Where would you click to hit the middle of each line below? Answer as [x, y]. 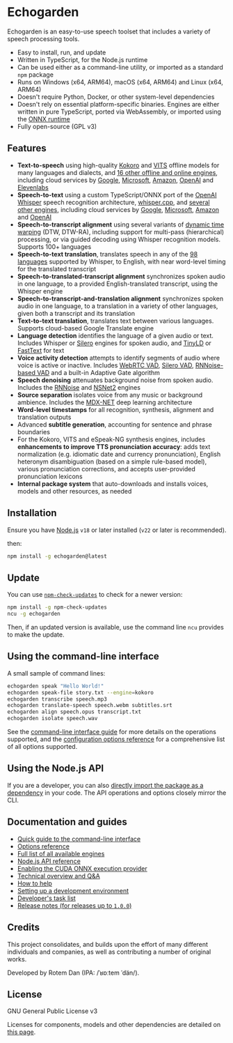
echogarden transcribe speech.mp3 [57, 699]
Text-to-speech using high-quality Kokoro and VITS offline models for [118, 165]
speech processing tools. [43, 38]
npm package [35, 75]
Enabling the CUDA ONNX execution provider [82, 868]
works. [17, 959]
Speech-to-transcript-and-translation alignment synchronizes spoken [120, 298]
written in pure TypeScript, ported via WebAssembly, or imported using [119, 112]
